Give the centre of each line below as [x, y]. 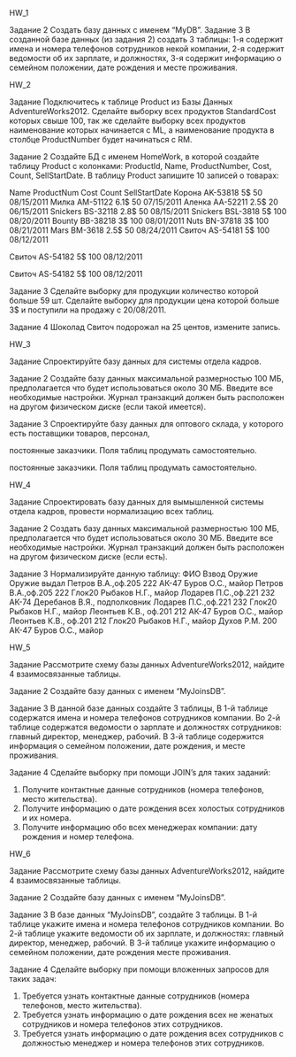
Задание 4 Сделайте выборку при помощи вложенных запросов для [139, 969]
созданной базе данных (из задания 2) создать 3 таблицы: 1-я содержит [146, 39]
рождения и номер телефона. [78, 837]
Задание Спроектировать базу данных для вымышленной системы [137, 502]
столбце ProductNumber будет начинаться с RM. [101, 139]
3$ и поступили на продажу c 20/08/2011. [88, 310]
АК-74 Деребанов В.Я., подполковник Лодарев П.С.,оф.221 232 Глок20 [143, 602]
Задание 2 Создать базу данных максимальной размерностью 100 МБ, [144, 528]
